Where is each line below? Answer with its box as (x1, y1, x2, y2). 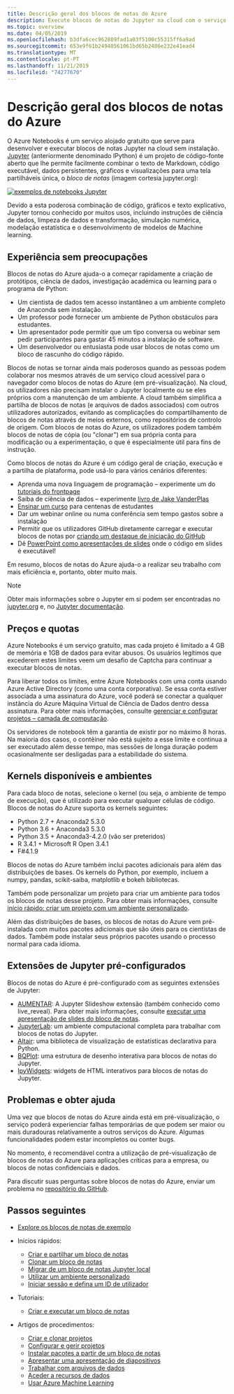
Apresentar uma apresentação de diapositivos (27, 1356, 161, 1365)
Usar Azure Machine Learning (27, 1379, 114, 1387)
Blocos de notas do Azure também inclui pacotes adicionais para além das (7, 860, 222, 869)
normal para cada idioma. (7, 939, 81, 948)
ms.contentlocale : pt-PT (7, 56, 80, 63)
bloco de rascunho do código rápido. (17, 350, 124, 359)
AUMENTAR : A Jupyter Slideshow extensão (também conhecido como (17, 1000, 220, 1008)
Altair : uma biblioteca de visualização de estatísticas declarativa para (17, 1037, 217, 1045)
